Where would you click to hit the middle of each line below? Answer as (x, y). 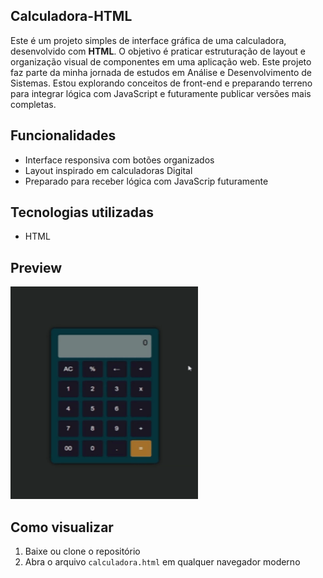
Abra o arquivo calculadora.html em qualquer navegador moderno (162, 562)
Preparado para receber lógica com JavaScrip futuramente (146, 181)
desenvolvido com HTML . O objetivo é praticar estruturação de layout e (158, 51)
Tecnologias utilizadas (82, 212)
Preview (36, 267)
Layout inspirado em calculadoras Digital (108, 170)
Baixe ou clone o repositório (82, 551)
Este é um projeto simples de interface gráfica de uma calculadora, (148, 40)
